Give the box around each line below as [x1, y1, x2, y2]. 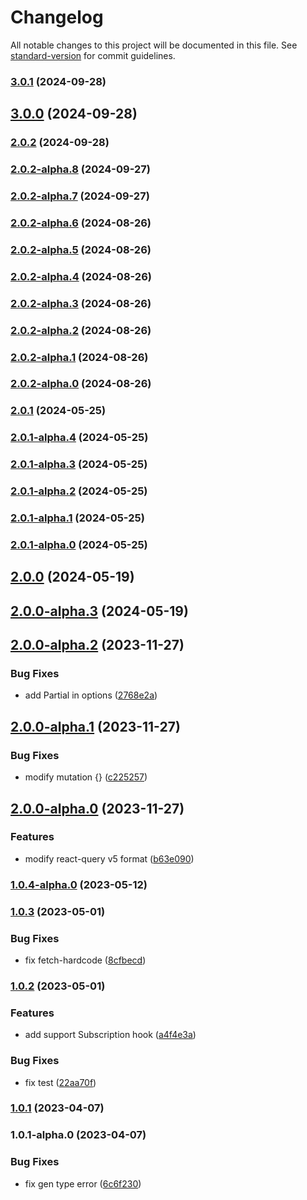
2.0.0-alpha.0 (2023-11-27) [10, 800, 185, 817]
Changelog [10, 6, 104, 29]
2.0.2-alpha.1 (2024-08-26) [10, 350, 149, 364]
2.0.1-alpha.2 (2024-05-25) [10, 484, 148, 498]
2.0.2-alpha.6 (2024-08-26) [10, 216, 152, 230]
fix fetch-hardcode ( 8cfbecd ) [24, 954, 147, 966]
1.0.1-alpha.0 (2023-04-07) [10, 1128, 147, 1142]
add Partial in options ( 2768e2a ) [24, 689, 158, 701]
